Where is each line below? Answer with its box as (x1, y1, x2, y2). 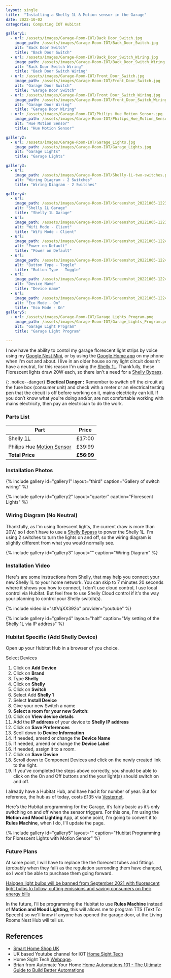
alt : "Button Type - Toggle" (15, 262, 77, 268)
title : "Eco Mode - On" (15, 305, 65, 310)
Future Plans (6, 848, 38, 855)
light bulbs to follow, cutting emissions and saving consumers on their (6, 886, 152, 892)
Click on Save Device (13, 752, 58, 758)
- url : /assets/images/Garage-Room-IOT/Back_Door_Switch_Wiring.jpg (10, 55, 158, 60)
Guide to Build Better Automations (13, 967, 84, 973)
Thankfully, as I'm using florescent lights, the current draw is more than (6, 523, 155, 529)
